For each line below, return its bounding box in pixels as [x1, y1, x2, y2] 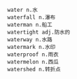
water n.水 [7, 6, 38, 13]
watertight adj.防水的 [7, 29, 71, 36]
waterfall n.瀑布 [7, 14, 56, 21]
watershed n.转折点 [7, 66, 61, 73]
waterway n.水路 [7, 36, 52, 43]
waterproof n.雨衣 [7, 51, 59, 58]
